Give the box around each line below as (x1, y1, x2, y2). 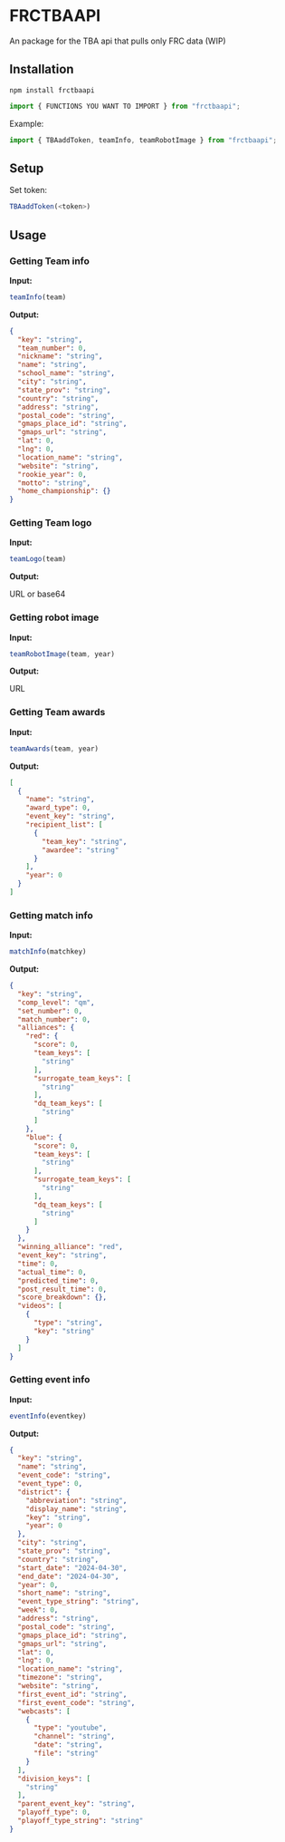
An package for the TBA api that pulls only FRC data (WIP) (9, 35, 226, 46)
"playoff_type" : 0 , (17, 1808, 91, 1818)
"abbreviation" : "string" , (25, 1496, 128, 1505)
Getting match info (9, 908, 93, 921)
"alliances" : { (17, 1023, 75, 1032)
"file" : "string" (33, 1749, 100, 1759)
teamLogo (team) (9, 555, 67, 564)
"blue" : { (25, 1132, 63, 1142)
